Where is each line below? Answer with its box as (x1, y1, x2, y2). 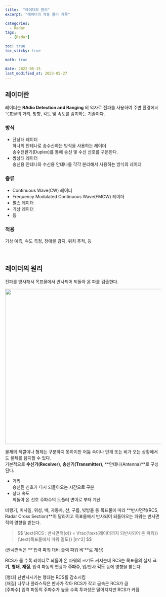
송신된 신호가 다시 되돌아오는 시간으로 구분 (12, 484, 95, 490)
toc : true (5, 44, 26, 49)
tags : (5, 30, 16, 35)
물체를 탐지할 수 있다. (10, 455, 51, 461)
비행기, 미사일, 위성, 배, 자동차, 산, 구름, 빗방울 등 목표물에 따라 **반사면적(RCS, (5, 507, 159, 513)
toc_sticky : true (5, 48, 41, 53)
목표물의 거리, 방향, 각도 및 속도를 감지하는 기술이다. (5, 111, 105, 117)
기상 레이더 (12, 206, 34, 212)
